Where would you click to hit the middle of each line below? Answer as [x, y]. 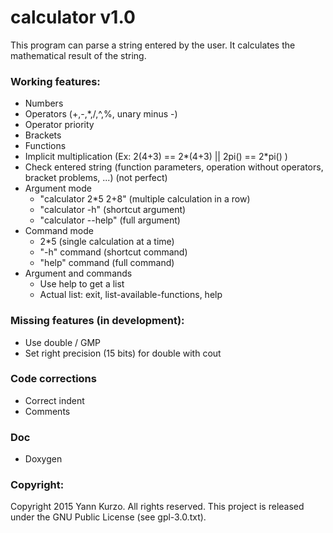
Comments [47, 411]
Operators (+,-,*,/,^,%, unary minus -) [101, 114]
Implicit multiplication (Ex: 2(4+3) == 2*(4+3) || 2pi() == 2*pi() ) [156, 157]
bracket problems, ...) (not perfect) [96, 178]
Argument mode [58, 188]
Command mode [59, 231]
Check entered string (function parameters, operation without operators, [174, 167]
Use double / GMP [63, 342]
